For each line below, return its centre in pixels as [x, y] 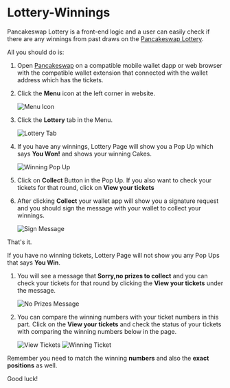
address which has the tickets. [60, 80]
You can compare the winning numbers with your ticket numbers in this [118, 317]
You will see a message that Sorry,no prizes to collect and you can [112, 276]
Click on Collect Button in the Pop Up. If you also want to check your [114, 180]
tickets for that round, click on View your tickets [85, 187]
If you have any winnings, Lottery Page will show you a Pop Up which [115, 146]
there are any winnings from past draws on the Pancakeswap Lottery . [105, 38]
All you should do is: [36, 52]
